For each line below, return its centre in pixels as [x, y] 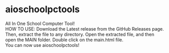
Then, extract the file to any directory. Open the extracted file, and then [80, 34]
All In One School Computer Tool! [40, 23]
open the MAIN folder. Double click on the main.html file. [64, 40]
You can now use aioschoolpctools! [42, 45]
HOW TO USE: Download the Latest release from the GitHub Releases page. [84, 29]
